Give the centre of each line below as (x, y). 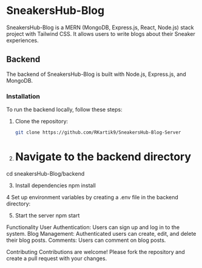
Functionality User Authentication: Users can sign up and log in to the (93, 227)
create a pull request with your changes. (57, 258)
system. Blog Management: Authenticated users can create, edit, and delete (101, 233)
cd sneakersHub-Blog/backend (45, 173)
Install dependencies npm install (55, 185)
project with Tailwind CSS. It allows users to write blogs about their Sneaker (101, 33)
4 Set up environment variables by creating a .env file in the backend (93, 197)
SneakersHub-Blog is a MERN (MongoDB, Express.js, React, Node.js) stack (100, 27)
